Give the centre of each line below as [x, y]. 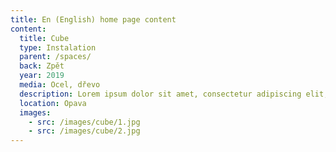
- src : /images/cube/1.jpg [84, 122]
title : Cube [44, 38]
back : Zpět [42, 66]
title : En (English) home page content [93, 19]
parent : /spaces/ [55, 57]
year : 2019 [42, 76]
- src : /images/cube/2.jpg [84, 131]
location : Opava [53, 103]
